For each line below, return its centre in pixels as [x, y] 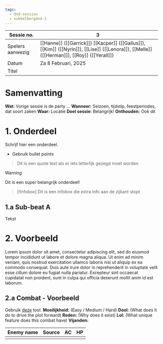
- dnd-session [24, 14]
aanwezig [18, 53]
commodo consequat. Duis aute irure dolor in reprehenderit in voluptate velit [81, 267]
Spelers [16, 46]
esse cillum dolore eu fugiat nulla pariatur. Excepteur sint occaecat [72, 272]
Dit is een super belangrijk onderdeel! [42, 182]
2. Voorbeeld [32, 238]
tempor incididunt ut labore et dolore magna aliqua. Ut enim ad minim [74, 257]
